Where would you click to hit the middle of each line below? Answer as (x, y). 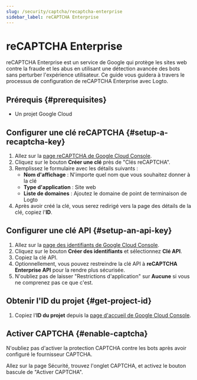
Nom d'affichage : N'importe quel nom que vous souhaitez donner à (107, 175)
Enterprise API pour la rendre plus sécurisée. (70, 270)
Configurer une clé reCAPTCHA (65, 132)
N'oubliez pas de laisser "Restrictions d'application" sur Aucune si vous (102, 276)
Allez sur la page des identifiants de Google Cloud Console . (87, 244)
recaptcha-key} (36, 142)
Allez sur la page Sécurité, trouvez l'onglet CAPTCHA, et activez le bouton (96, 365)
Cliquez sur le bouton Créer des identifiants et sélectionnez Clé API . (98, 251)
